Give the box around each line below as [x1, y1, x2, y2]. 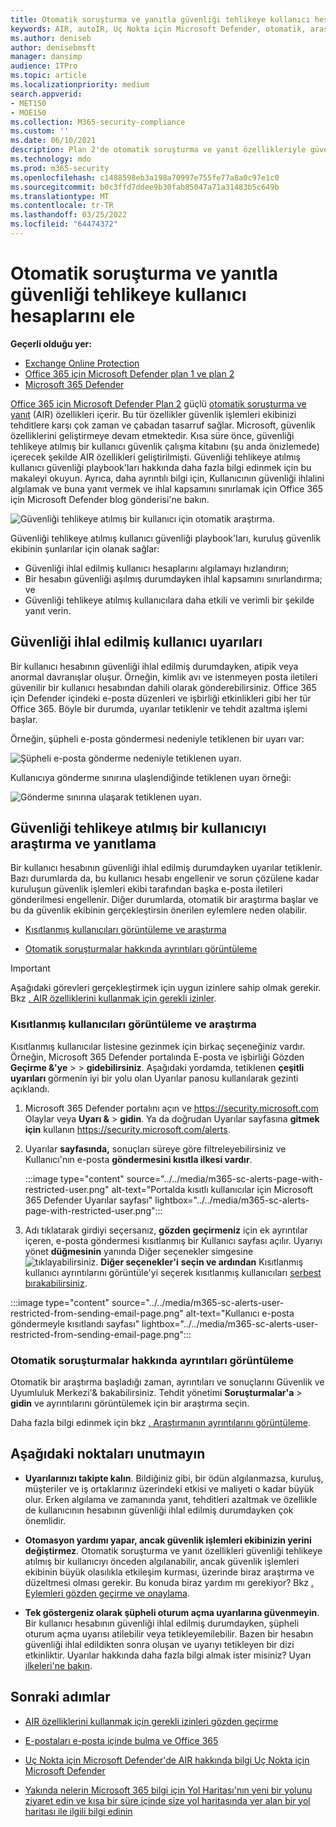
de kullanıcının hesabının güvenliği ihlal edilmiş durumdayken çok [24, 1504, 294, 1516]
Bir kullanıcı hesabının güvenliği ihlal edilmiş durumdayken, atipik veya [10, 660, 299, 672]
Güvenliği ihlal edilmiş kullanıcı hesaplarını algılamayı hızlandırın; [24, 562, 290, 574]
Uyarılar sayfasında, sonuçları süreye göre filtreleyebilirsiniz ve [24, 1142, 287, 1155]
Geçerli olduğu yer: [10, 337, 92, 350]
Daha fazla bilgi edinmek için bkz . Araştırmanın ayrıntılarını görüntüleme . [10, 1417, 311, 1429]
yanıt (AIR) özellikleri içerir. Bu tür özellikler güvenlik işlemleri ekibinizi [10, 408, 297, 420]
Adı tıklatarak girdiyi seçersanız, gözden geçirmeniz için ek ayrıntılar [24, 1224, 308, 1236]
